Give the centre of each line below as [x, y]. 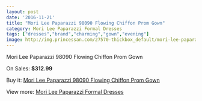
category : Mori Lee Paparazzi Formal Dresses [64, 29]
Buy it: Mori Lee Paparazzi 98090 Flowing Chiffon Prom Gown [83, 80]
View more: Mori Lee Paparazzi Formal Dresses [65, 92]
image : [14, 40]
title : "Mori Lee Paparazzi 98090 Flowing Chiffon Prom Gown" [86, 23]
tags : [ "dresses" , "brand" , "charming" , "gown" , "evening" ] [78, 34]
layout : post [23, 12]
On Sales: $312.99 [29, 69]
